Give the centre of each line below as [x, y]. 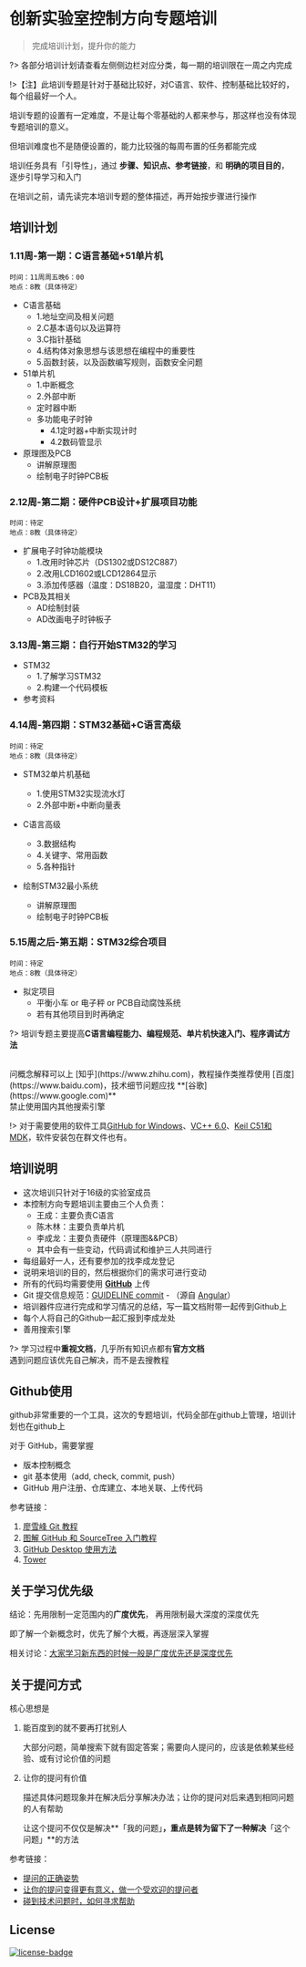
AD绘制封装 [58, 607]
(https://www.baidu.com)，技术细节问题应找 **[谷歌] [108, 1085]
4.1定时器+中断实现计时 [93, 430]
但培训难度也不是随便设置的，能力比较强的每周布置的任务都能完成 [133, 146]
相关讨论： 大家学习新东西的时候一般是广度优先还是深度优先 [121, 1653]
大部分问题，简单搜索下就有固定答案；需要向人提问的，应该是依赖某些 [154, 1747]
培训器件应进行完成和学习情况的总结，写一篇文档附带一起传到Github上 [155, 1306]
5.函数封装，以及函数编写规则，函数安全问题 [119, 362]
